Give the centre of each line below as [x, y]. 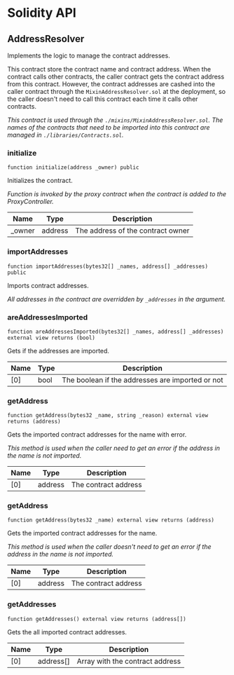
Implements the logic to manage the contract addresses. [89, 55]
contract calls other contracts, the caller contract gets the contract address [116, 76]
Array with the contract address [129, 661]
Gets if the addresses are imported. [58, 350]
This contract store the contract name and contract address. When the [109, 69]
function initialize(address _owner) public [73, 168]
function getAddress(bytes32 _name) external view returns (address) [111, 520]
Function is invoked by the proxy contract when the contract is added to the [117, 194]
